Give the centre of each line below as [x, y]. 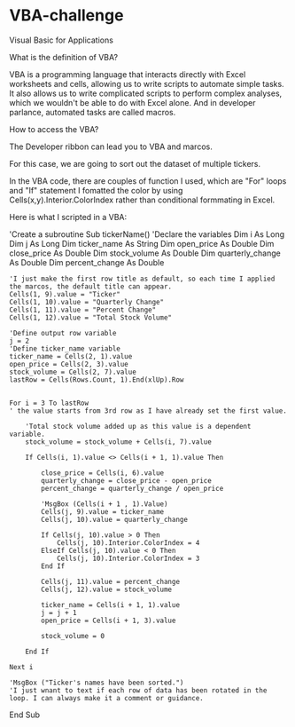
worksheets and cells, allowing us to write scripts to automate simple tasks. [147, 83]
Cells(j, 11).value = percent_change [110, 581]
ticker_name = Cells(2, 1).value [71, 356]
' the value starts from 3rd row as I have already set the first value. [148, 411]
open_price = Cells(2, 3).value [69, 364]
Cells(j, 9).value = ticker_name [103, 511]
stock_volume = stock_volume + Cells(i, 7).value [119, 442]
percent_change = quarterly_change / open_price [132, 488]
